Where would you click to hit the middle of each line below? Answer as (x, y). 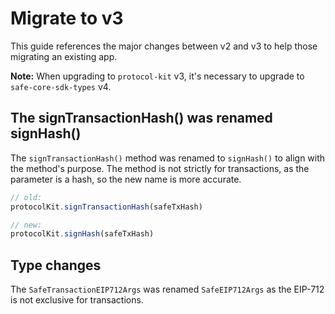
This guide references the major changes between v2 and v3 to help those (164, 46)
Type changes (56, 265)
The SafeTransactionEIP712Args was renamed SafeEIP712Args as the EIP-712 (167, 289)
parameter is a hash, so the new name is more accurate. (126, 179)
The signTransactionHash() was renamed (141, 118)
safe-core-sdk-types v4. (61, 86)
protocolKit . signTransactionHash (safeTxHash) (106, 207)
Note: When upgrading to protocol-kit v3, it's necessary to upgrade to (157, 76)
